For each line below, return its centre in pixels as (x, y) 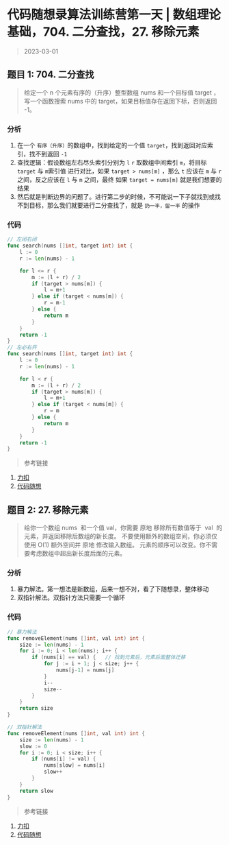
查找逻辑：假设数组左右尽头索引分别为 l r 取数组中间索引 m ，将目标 (112, 163)
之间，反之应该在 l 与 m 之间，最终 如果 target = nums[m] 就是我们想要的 (119, 180)
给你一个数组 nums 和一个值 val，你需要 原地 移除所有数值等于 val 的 (123, 528)
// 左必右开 (22, 348)
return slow (36, 791)
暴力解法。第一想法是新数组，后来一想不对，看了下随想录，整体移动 (113, 589)
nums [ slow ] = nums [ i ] (75, 765)
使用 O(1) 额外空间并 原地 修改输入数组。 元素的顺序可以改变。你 (115, 545)
